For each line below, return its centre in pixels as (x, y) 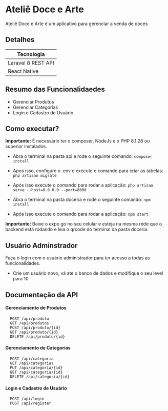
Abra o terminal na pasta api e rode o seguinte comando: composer (82, 156)
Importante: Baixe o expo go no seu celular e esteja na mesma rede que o (84, 224)
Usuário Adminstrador (41, 245)
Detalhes (20, 40)
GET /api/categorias (32, 363)
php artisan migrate (35, 176)
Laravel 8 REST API (31, 63)
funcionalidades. (23, 263)
